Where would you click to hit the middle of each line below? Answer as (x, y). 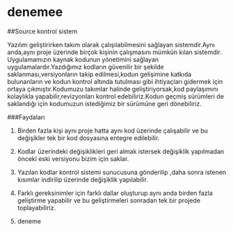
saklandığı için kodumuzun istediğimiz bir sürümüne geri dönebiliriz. (104, 103)
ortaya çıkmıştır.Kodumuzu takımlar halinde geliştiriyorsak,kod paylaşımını (113, 89)
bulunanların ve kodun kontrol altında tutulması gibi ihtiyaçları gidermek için (115, 81)
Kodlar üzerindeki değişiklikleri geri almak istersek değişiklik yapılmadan (121, 151)
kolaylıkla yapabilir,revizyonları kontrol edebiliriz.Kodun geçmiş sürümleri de (116, 96)
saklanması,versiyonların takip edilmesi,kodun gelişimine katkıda (99, 74)
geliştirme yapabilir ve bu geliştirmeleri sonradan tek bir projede (109, 200)
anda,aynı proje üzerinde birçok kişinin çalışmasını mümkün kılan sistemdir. (115, 52)
